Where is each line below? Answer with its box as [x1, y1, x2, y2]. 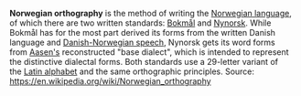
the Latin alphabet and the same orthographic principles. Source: [9, 66, 254, 77]
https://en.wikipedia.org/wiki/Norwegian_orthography [9, 76, 212, 86]
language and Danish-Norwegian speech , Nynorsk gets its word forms [9, 37, 276, 48]
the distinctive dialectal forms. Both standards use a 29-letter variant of [9, 57, 279, 67]
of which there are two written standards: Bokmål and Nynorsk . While [9, 17, 272, 28]
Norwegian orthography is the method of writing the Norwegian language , [9, 8, 293, 18]
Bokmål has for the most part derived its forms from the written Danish [9, 27, 276, 37]
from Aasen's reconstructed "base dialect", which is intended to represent [9, 47, 290, 58]
